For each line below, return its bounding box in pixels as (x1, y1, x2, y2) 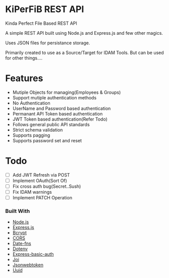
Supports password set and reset (12, 137, 82, 143)
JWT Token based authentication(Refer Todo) (12, 116, 107, 122)
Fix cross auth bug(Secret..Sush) (12, 183, 81, 189)
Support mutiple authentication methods (12, 94, 97, 100)
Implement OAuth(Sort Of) (12, 178, 67, 184)
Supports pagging (12, 132, 50, 138)
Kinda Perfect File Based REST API (5, 20, 77, 26)
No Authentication (12, 100, 50, 106)
